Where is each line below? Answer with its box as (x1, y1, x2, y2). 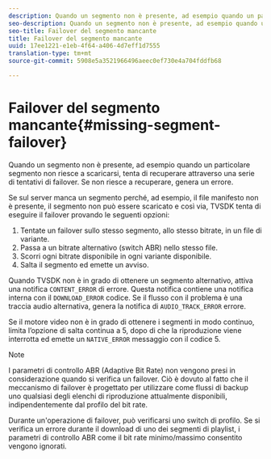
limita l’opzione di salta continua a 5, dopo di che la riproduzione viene (8, 325, 242, 335)
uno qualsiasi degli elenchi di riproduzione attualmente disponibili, (8, 391, 227, 401)
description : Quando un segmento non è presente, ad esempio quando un (8, 11, 254, 20)
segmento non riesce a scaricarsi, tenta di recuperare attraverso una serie (8, 168, 256, 178)
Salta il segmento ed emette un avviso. (19, 259, 149, 269)
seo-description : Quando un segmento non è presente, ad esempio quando (8, 19, 258, 27)
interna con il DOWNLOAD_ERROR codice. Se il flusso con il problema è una (8, 293, 243, 302)
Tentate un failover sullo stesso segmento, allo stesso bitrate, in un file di (19, 225, 262, 235)
